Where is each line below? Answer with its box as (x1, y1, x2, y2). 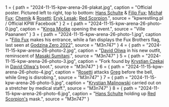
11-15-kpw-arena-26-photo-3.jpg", (5, 58, 77, 64)
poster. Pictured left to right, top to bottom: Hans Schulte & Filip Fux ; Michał (5, 10, 162, 16)
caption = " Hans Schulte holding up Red (72, 91, 156, 96)
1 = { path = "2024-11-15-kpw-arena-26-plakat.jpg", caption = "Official (5, 5, 152, 10)
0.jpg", (5, 26, 19, 32)
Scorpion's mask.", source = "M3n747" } (5, 96, 90, 102)
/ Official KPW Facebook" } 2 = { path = (5, 20, 88, 26)
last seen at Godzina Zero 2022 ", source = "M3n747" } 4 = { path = (5, 42, 145, 48)
